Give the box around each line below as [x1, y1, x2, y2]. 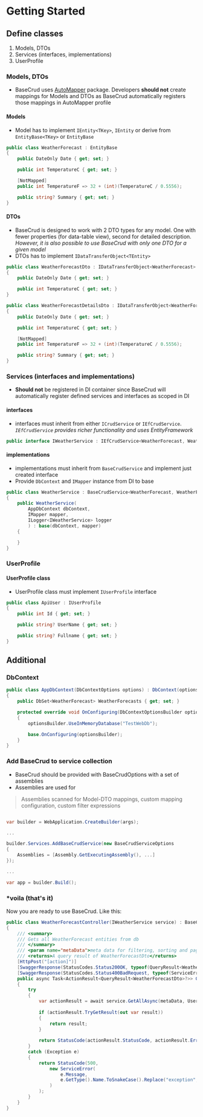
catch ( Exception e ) [28, 1049, 80, 1055]
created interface [14, 471, 59, 478]
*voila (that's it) [6, 893, 53, 902]
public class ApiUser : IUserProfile [6, 600, 101, 606]
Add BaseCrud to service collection [6, 757, 113, 766]
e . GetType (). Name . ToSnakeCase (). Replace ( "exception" [60, 1077, 196, 1083]
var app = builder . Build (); [6, 880, 77, 886]
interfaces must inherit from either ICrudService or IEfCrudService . [14, 420, 182, 427]
